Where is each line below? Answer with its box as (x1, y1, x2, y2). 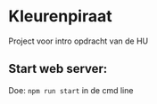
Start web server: (8, 61, 108, 76)
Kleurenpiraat (8, 6, 112, 27)
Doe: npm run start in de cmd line (8, 84, 134, 95)
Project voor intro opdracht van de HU (8, 36, 149, 46)
